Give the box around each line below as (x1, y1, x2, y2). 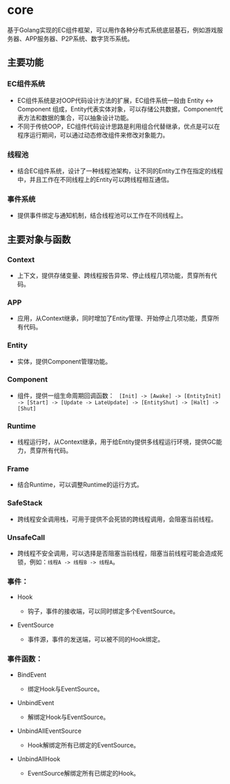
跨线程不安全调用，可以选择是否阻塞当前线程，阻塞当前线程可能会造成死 (17, 549, 223, 557)
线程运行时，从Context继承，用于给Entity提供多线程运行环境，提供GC (17, 438, 216, 446)
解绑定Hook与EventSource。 (27, 713, 110, 721)
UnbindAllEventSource (17, 727, 82, 735)
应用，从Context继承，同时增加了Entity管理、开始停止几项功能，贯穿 (17, 314, 213, 323)
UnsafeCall (7, 532, 46, 542)
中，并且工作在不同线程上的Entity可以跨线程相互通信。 (17, 175, 173, 183)
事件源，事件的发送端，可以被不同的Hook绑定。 (27, 635, 164, 644)
